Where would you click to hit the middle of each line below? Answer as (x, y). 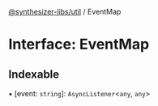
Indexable (34, 74)
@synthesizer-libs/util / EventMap (65, 12)
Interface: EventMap (79, 45)
